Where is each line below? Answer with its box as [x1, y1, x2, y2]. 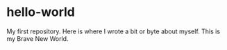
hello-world [6, 4, 76, 20]
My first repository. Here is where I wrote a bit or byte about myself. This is [6, 27, 220, 35]
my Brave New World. [6, 34, 69, 42]
